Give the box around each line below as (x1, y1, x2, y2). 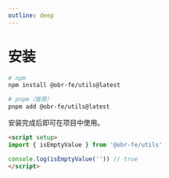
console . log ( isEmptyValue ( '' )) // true (8, 154, 138, 163)
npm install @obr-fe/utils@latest (8, 82, 121, 89)
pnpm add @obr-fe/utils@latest (8, 103, 110, 111)
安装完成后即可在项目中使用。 (8, 118, 104, 128)
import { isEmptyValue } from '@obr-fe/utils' (8, 140, 163, 149)
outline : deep (8, 11, 55, 20)
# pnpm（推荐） (8, 96, 53, 104)
